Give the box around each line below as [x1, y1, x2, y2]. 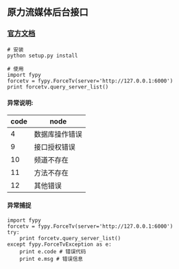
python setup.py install [7, 52, 78, 59]
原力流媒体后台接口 [7, 6, 88, 19]
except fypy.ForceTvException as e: [7, 241, 112, 248]
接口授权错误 [34, 142, 75, 152]
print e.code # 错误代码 [19, 248, 86, 255]
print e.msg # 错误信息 [19, 256, 84, 263]
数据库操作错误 [34, 129, 82, 139]
